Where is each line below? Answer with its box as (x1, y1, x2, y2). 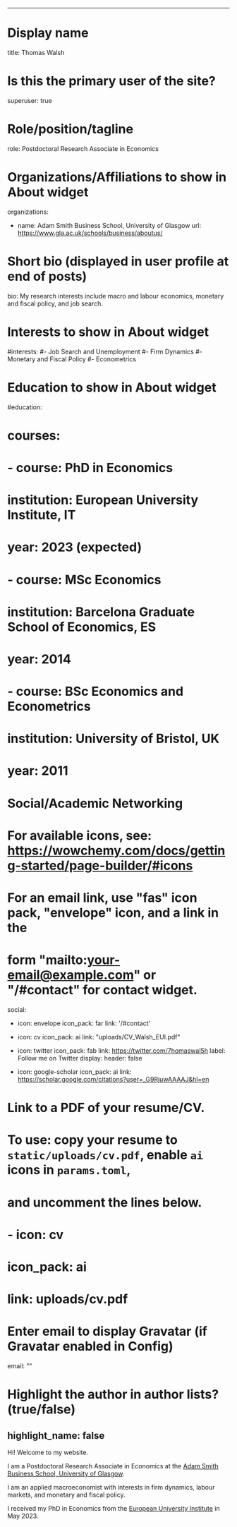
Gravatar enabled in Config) (7, 1339, 174, 1355)
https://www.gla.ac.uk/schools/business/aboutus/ (17, 229, 164, 237)
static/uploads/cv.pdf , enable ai (7, 1147, 203, 1163)
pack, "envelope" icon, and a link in (7, 905, 219, 921)
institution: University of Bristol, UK (7, 731, 220, 747)
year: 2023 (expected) (7, 539, 142, 555)
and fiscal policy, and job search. (7, 299, 104, 308)
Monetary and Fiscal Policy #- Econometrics (7, 354, 136, 363)
